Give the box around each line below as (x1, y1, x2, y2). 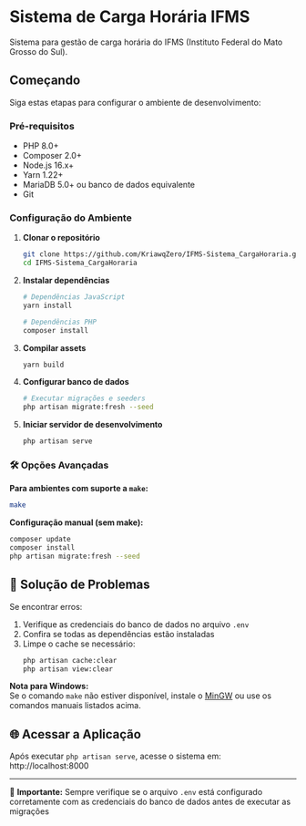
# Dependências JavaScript (22, 293, 126, 302)
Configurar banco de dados (22, 377, 129, 387)
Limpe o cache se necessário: (22, 638, 136, 649)
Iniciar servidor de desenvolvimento (22, 419, 163, 430)
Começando (9, 73, 81, 88)
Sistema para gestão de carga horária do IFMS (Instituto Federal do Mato (9, 36, 283, 47)
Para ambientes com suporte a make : (9, 483, 148, 494)
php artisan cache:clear (22, 656, 117, 665)
